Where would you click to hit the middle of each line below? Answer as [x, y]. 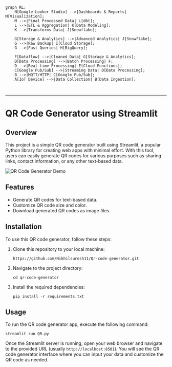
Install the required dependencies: [49, 287]
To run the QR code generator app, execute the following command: [77, 324]
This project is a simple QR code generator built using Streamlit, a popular [83, 145]
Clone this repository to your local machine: [59, 249]
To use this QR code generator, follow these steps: [58, 239]
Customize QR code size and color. [50, 205]
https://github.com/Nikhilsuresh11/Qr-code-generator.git [76, 259]
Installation [24, 227]
